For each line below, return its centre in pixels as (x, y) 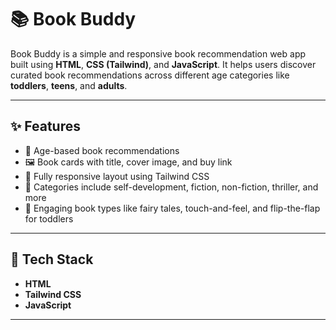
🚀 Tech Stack (52, 259)
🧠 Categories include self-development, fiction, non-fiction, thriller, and (171, 187)
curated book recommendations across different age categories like (150, 75)
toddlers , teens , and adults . (69, 85)
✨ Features (45, 126)
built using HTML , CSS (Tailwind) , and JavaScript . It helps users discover (163, 64)
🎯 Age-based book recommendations (102, 150)
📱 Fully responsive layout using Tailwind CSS (117, 176)
